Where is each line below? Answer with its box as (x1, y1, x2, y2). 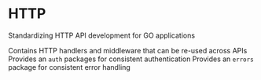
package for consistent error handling (8, 62, 131, 71)
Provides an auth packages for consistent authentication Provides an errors (8, 54, 254, 64)
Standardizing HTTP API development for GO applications (8, 31, 195, 40)
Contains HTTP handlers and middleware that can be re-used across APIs (8, 45, 248, 55)
